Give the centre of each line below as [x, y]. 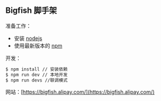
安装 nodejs [28, 38]
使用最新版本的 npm [38, 45]
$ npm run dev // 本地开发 [37, 75]
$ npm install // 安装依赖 [37, 69]
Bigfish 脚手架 [31, 11]
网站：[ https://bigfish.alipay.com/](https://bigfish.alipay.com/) [80, 92]
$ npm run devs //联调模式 [37, 80]
